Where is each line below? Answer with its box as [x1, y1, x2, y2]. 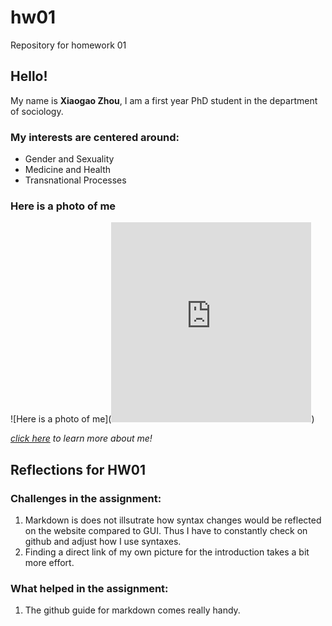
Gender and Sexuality [24, 153, 115, 165]
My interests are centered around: [10, 130, 180, 144]
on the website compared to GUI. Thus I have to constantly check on [24, 525, 308, 537]
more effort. [24, 557, 75, 569]
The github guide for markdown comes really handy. [24, 604, 241, 616]
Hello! [10, 68, 48, 85]
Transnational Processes [24, 174, 127, 186]
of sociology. [10, 105, 64, 117]
